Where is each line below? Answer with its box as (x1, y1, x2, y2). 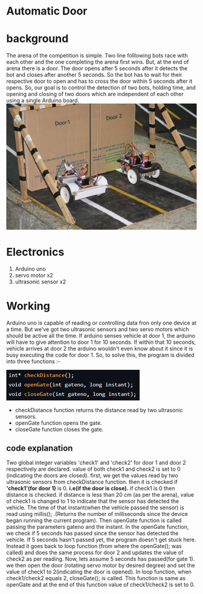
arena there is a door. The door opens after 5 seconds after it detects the (6, 65, 188, 72)
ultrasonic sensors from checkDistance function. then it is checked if (6, 479, 178, 486)
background (6, 32, 69, 46)
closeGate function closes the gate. (14, 425, 104, 433)
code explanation (6, 443, 73, 453)
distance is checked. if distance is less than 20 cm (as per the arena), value (6, 491, 195, 499)
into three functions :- (6, 358, 60, 365)
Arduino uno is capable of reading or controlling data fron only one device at (6, 319, 197, 326)
